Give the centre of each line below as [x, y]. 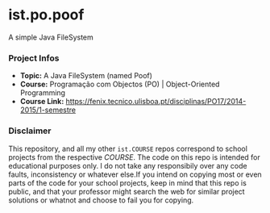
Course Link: [42, 102]
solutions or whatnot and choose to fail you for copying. [101, 200]
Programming [43, 93]
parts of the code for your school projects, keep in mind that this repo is [128, 182]
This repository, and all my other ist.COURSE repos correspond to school [128, 148]
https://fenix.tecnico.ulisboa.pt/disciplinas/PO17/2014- [156, 102]
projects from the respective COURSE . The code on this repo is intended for [134, 157]
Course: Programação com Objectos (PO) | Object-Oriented [120, 84]
